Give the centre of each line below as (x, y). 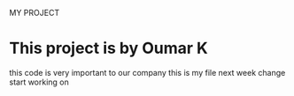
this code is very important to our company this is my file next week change (147, 72)
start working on (39, 82)
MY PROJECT (35, 13)
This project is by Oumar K (108, 48)
